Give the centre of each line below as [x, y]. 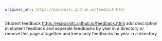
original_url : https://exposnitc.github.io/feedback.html [65, 9]
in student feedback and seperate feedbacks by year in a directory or [75, 28]
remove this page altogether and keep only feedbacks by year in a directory [81, 33]
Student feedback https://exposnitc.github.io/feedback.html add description [81, 23]
